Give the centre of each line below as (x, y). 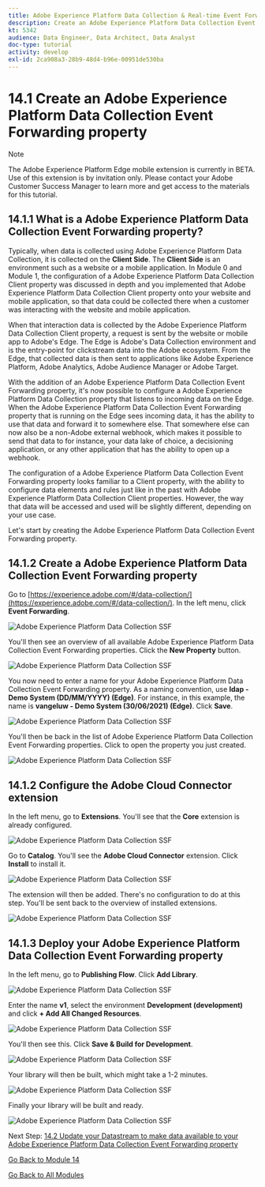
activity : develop (38, 52)
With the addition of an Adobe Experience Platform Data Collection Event (127, 382)
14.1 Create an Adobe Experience (118, 99)
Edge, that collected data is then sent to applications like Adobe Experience (131, 358)
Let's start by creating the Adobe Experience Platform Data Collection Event (131, 530)
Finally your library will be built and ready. (76, 1106)
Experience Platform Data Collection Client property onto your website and (129, 292)
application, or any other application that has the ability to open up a (119, 449)
